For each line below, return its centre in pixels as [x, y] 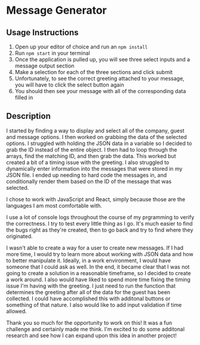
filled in [24, 97]
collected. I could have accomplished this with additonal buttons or [89, 298]
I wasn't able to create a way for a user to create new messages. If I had [95, 248]
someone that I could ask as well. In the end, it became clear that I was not [98, 267]
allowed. [16, 311]
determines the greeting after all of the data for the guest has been [88, 292]
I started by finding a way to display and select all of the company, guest [96, 130]
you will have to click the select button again [69, 85]
